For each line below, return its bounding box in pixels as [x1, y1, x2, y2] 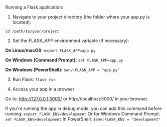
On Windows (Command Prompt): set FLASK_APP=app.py [5, 57, 123, 63]
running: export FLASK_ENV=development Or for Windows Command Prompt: [5, 111, 160, 116]
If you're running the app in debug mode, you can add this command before [5, 105, 162, 111]
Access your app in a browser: [12, 86, 76, 92]
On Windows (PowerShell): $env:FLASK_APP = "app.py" [5, 67, 120, 72]
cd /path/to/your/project [5, 29, 59, 34]
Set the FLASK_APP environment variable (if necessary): [12, 37, 129, 43]
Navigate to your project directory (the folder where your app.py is [12, 14, 150, 19]
